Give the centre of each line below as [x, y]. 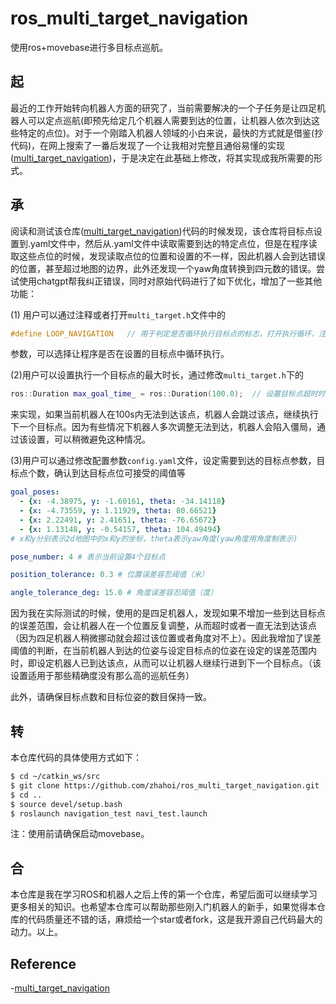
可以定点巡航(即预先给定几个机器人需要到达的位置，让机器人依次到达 [169, 120]
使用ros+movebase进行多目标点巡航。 [89, 47]
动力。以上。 [36, 932]
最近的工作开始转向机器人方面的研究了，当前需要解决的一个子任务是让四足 [163, 108]
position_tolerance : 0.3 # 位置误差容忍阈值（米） [109, 575]
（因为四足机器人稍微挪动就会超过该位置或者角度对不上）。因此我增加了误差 [166, 638]
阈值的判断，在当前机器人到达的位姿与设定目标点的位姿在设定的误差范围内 [163, 651]
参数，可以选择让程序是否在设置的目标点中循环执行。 [120, 354]
